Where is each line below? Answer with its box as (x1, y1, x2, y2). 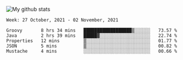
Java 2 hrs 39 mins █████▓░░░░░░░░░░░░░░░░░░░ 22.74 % (6, 33, 178, 39)
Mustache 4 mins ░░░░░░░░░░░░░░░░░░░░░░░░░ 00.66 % (6, 48, 178, 54)
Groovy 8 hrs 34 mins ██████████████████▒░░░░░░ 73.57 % (6, 27, 178, 33)
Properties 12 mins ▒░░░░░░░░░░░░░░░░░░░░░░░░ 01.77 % (6, 38, 178, 44)
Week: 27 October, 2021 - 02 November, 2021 (6, 17, 119, 23)
